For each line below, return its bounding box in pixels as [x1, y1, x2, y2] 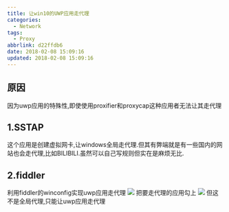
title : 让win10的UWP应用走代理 [7, 10, 89, 17]
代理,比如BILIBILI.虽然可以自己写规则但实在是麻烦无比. [30, 149, 184, 158]
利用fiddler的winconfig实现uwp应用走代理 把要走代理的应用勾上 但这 [7, 189, 219, 197]
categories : [7, 16, 41, 23]
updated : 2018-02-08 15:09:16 [7, 55, 94, 62]
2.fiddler [7, 169, 45, 181]
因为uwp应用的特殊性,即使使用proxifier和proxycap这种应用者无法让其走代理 [7, 101, 222, 110]
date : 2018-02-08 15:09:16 [7, 49, 85, 56]
